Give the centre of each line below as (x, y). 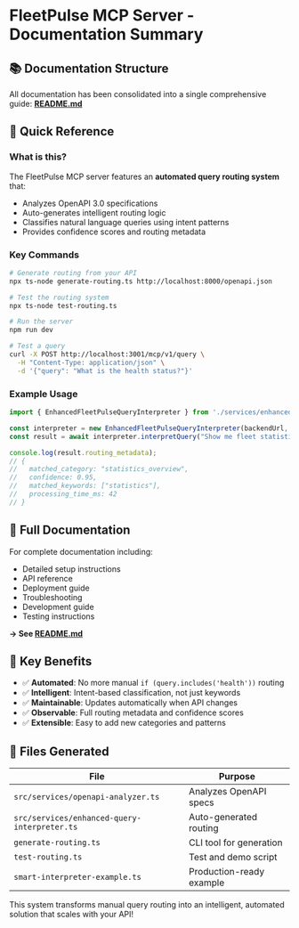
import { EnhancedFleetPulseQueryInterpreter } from (109, 412)
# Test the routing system (59, 297)
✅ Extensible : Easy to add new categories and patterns (124, 723)
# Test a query (37, 346)
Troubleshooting (52, 597)
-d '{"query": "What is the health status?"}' (105, 370)
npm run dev (31, 330)
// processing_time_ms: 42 (63, 494)
